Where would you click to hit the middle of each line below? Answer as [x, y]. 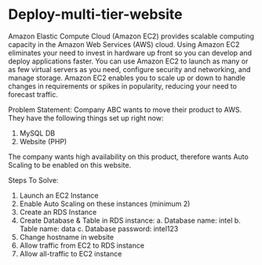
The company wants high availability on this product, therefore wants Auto [128, 156]
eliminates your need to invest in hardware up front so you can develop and [130, 53]
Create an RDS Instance [58, 212]
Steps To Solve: [33, 180]
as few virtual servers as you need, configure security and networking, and [129, 69]
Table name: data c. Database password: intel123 [99, 228]
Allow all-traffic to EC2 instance [71, 253]
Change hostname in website [67, 237]
